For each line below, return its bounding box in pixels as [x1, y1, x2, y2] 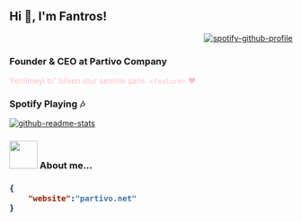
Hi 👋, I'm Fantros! [9, 9, 108, 24]
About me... [39, 159, 93, 172]
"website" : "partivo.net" [28, 193, 138, 203]
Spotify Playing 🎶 [9, 98, 85, 110]
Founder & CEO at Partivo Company [9, 55, 168, 67]
